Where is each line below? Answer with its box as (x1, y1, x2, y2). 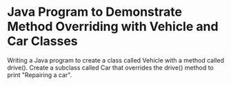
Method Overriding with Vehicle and (7, 19, 219, 34)
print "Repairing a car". (7, 70, 72, 79)
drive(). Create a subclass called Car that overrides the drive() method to (7, 63, 214, 72)
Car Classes (7, 34, 78, 49)
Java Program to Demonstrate (7, 4, 183, 20)
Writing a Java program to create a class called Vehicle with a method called (7, 56, 224, 64)
